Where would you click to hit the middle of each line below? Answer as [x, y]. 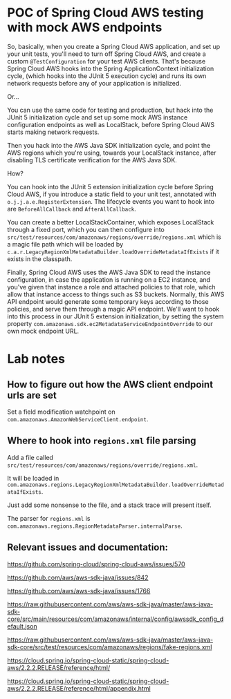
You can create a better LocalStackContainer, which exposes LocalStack [111, 222]
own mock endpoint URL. [43, 331]
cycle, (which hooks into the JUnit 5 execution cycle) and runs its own [107, 76]
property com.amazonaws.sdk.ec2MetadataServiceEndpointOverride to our [110, 323]
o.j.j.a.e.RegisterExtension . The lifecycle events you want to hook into [111, 201]
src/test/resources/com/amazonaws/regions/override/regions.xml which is [114, 237]
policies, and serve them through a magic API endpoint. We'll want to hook [113, 309]
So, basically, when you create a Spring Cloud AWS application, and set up [114, 46]
